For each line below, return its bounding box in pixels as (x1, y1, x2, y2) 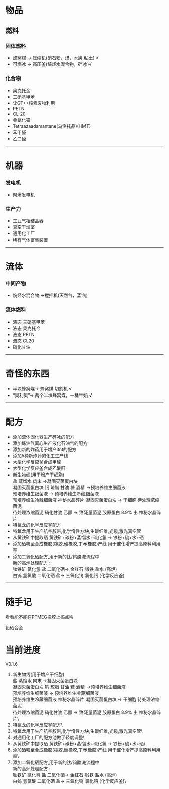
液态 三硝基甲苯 (12, 319, 45, 325)
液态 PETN (12, 331, 35, 337)
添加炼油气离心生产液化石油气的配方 (12, 440, 88, 446)
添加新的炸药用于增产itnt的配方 (12, 446, 77, 452)
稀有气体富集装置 (12, 236, 48, 243)
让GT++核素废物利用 (12, 100, 55, 106)
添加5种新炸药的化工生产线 (12, 452, 69, 458)
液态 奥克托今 (12, 325, 41, 331)
